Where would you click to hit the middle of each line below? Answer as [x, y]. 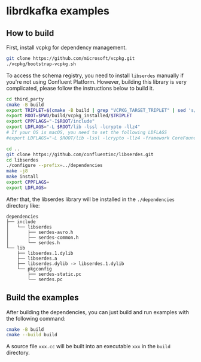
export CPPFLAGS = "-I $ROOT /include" [51, 121]
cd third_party [25, 99]
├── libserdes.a [37, 258]
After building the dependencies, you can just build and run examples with [98, 312]
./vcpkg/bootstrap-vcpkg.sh [41, 64]
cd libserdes [22, 160]
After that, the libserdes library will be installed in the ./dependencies [91, 199]
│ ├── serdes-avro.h [40, 232]
